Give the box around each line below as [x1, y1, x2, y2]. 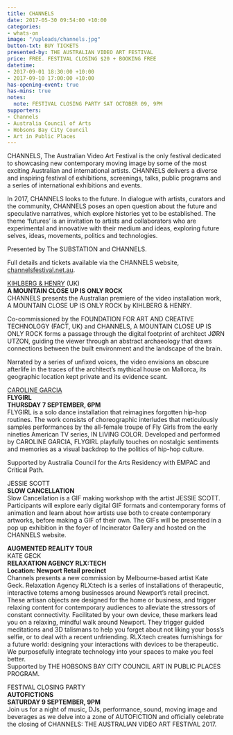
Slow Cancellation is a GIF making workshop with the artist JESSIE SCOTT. [7, 494, 221, 502]
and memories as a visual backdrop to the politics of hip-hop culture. [7, 445, 205, 453]
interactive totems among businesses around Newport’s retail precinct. [7, 589, 209, 597]
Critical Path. [7, 466, 44, 474]
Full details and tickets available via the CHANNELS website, [7, 258, 180, 267]
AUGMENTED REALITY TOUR [7, 544, 93, 552]
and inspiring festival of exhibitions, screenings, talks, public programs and [7, 174, 221, 183]
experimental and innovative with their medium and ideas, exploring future [7, 224, 220, 233]
